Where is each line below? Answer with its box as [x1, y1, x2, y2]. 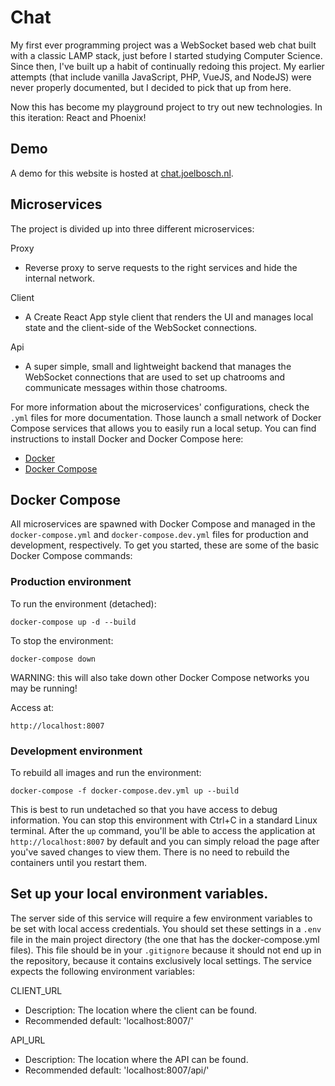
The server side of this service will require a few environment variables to [10, 912, 313, 924]
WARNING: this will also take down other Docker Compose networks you [10, 671, 310, 683]
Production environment [10, 575, 132, 589]
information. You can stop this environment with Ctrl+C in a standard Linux [10, 814, 318, 826]
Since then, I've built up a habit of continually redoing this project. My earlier [10, 60, 325, 72]
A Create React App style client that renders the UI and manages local [24, 311, 314, 323]
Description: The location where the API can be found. [24, 1053, 249, 1065]
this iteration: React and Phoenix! [10, 111, 147, 123]
